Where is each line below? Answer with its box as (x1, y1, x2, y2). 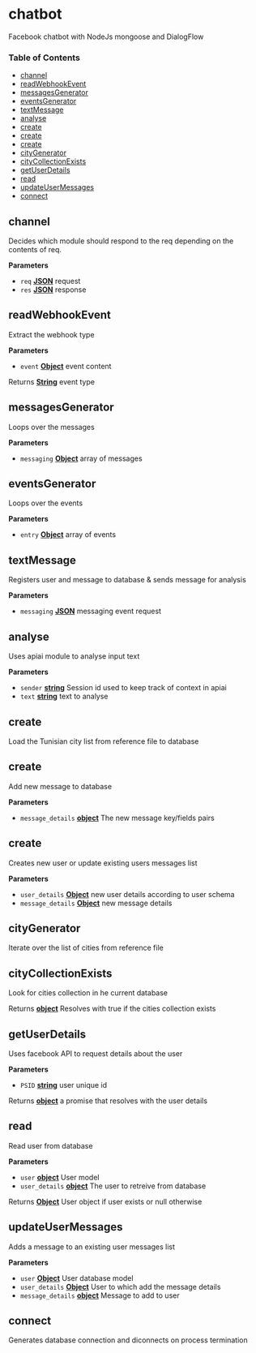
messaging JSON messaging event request (19, 606, 162, 616)
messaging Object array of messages (19, 453, 143, 463)
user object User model (19, 1172, 100, 1182)
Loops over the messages (8, 422, 95, 432)
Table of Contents (8, 52, 81, 63)
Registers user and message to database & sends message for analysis (8, 575, 247, 585)
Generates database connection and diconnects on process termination (8, 1335, 249, 1345)
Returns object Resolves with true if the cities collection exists (8, 1003, 216, 1014)
